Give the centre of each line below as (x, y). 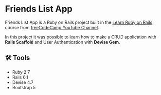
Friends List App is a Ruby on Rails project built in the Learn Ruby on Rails (79, 22)
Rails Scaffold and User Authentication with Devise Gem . (63, 42)
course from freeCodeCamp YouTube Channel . (52, 27)
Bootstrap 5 (24, 87)
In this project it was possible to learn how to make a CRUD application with (81, 37)
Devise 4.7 (23, 82)
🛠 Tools (18, 58)
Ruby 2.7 (21, 72)
